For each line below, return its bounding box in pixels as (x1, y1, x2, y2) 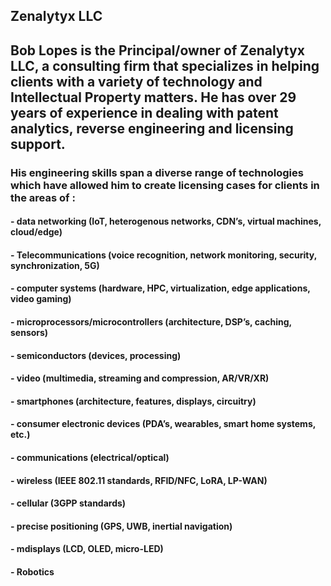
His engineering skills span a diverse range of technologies (10, 165, 304, 179)
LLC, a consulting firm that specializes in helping (10, 57, 320, 74)
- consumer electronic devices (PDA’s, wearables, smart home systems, (10, 418, 316, 430)
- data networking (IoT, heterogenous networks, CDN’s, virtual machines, (10, 215, 322, 228)
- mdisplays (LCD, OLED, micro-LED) (10, 543, 164, 555)
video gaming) (10, 293, 72, 305)
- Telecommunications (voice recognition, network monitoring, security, (10, 249, 317, 261)
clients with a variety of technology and (10, 73, 263, 90)
